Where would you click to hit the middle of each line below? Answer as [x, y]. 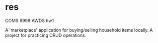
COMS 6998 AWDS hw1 [30, 21]
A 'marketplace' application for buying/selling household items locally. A [79, 30]
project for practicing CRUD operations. [46, 35]
